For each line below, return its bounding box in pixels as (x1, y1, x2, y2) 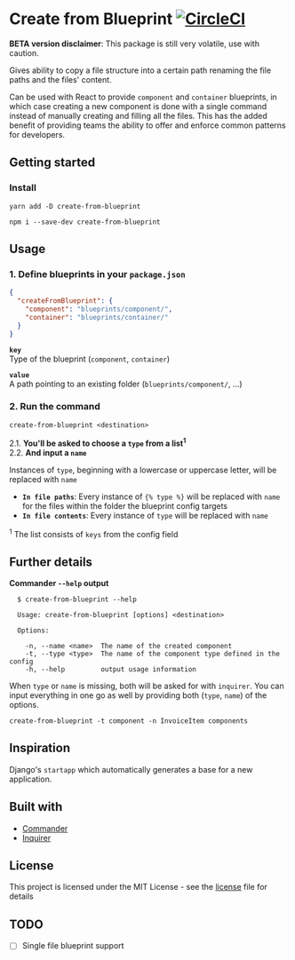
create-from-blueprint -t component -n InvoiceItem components (9, 716, 249, 726)
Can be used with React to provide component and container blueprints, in (9, 91, 277, 102)
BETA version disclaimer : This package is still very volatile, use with (9, 38, 260, 49)
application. (9, 774, 52, 784)
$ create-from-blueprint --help (17, 595, 138, 604)
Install (9, 182, 37, 194)
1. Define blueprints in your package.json (9, 267, 186, 280)
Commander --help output (9, 577, 109, 588)
